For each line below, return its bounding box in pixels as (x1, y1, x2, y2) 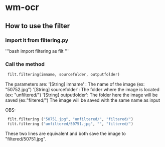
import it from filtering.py (5, 37, 69, 44)
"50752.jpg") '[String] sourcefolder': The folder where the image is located (5, 87, 159, 93)
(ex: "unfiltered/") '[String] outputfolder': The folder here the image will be (5, 92, 158, 98)
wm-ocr (5, 2, 39, 13)
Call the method (5, 60, 45, 67)
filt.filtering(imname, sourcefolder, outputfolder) (7, 72, 120, 77)
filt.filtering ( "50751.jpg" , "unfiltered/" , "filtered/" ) (7, 117, 134, 122)
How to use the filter (5, 22, 70, 30)
